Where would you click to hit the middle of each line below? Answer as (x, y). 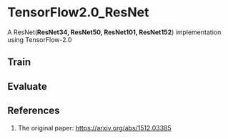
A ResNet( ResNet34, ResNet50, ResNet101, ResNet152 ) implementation (114, 32)
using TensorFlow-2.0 (40, 39)
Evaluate (28, 86)
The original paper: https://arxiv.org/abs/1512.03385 (94, 128)
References (34, 111)
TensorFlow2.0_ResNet (78, 12)
